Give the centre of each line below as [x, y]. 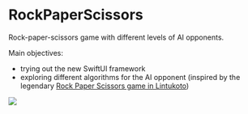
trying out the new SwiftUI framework [83, 68]
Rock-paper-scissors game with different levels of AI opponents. [116, 37]
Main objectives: [36, 53]
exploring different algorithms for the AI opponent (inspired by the [130, 77]
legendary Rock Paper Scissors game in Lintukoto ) [105, 86]
